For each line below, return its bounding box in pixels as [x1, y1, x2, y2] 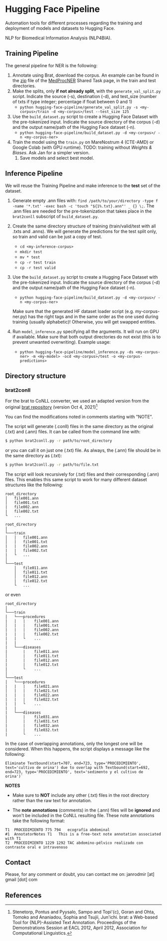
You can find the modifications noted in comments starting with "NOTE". [5, 414, 153, 419]
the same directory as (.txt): [5, 452, 62, 458]
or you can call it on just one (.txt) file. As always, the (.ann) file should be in [5, 447, 161, 453]
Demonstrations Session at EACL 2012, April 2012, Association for [12, 925, 148, 931]
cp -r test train [19, 260, 56, 265]
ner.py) [12, 314, 27, 319]
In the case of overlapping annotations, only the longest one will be [5, 740, 143, 746]
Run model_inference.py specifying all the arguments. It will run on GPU [12, 328, 159, 334]
